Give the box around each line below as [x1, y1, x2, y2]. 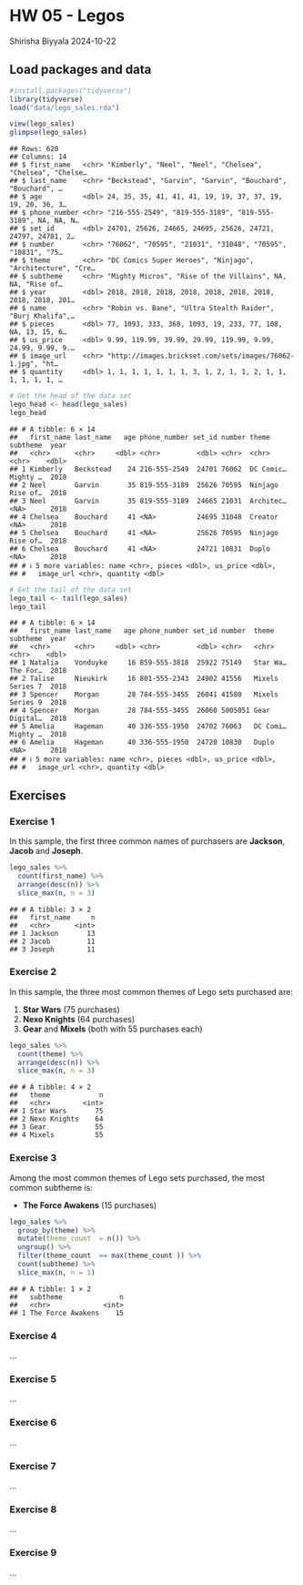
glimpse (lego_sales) [9, 128, 88, 137]
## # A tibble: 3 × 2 [9, 905, 92, 914]
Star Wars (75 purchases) [22, 1003, 120, 1015]
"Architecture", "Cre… [9, 264, 96, 273]
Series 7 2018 [9, 682, 67, 692]
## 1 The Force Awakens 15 [9, 1308, 125, 1317]
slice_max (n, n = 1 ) [17, 1267, 96, 1277]
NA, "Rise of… [9, 279, 64, 290]
